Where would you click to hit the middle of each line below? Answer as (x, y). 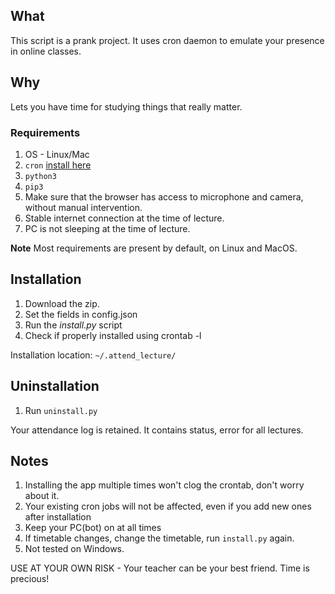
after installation (58, 517)
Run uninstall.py (61, 410)
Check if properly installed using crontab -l (113, 335)
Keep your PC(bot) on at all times (93, 528)
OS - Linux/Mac (57, 154)
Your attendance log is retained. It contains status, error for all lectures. (157, 430)
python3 (40, 176)
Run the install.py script (73, 325)
